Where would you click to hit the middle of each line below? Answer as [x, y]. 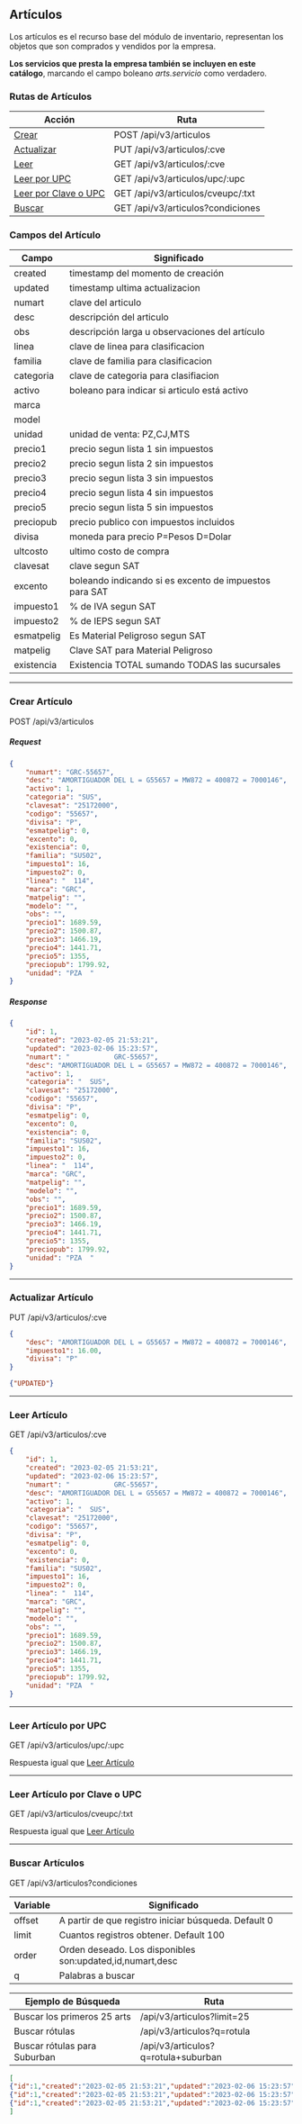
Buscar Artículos [47, 1863]
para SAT [89, 592]
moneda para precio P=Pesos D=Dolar [150, 537]
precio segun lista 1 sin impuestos [141, 449]
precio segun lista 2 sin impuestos [141, 464]
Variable [32, 1905]
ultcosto [31, 551]
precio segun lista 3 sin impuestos [141, 478]
